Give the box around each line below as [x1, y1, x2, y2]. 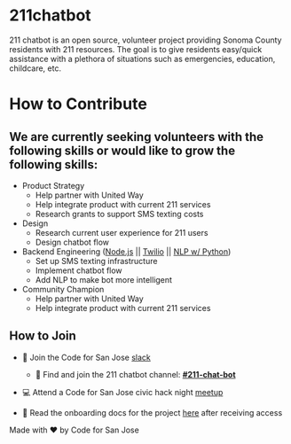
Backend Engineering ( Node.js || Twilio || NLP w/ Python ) [21, 245, 232, 257]
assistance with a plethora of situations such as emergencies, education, [9, 53, 276, 64]
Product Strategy [21, 180, 85, 191]
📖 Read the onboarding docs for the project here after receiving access [21, 407, 283, 417]
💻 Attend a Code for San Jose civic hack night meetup [21, 386, 224, 397]
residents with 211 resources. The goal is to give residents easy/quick [9, 43, 263, 54]
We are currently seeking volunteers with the [9, 129, 264, 144]
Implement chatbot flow [35, 265, 122, 276]
